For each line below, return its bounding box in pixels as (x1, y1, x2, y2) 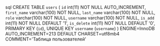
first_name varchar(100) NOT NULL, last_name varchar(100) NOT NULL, (5, 9, 156, 15)
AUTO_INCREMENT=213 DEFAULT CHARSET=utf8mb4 (5, 31, 120, 36)
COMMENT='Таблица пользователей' (5, 36, 86, 42)
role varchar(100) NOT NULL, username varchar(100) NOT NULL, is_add (5, 15, 155, 20)
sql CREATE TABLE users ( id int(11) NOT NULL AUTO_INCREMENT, (5, 4, 146, 10)
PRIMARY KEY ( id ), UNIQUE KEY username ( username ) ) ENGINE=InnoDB (5, 25, 155, 31)
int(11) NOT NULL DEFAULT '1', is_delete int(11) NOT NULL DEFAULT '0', (5, 20, 155, 26)
